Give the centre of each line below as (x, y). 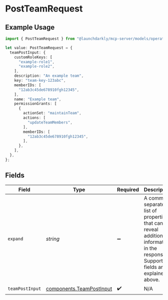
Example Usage (30, 27)
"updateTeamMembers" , (50, 122)
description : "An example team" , (49, 76)
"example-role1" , (36, 62)
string (53, 239)
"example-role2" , (36, 66)
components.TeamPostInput (79, 289)
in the (150, 248)
